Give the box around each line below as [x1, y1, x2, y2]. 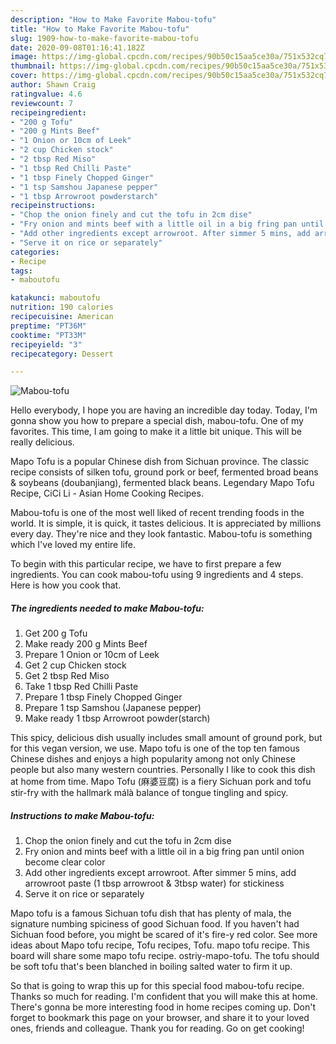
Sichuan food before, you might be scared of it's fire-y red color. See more [10, 929, 318, 941]
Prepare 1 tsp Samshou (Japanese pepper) [24, 702, 202, 714]
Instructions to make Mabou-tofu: [10, 809, 155, 821]
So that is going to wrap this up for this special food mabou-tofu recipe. [10, 980, 305, 992]
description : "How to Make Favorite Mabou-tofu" [10, 14, 217, 25]
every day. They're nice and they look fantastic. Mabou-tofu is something [10, 528, 313, 540]
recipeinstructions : [10, 201, 97, 211]
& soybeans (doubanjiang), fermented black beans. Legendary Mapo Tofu [10, 477, 315, 489]
